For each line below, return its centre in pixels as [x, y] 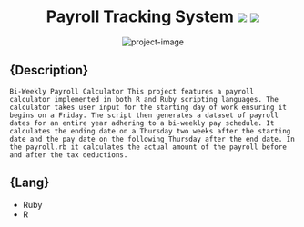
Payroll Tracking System [140, 17]
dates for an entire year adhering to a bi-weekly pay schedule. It [142, 123]
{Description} [49, 70]
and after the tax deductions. [69, 155]
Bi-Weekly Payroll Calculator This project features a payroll [132, 91]
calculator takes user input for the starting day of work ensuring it [148, 107]
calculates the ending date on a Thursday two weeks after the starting [150, 131]
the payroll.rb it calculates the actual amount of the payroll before [148, 147]
